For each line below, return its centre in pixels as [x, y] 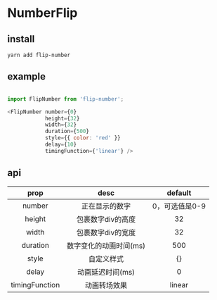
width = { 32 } [61, 125]
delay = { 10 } [61, 145]
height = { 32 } [62, 118]
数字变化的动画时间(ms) [106, 246]
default [179, 193]
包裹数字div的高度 [106, 219]
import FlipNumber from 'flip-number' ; [66, 99]
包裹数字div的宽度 [106, 232]
